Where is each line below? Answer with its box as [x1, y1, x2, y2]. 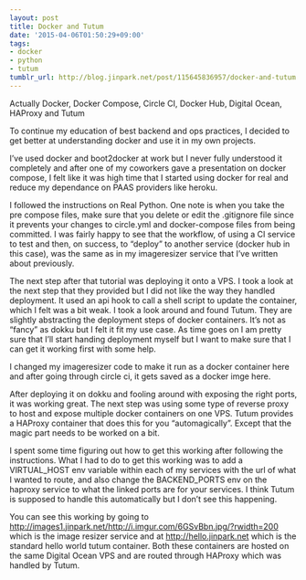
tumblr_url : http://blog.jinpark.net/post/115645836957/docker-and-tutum [9, 73, 297, 82]
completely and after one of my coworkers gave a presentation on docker [9, 162, 286, 174]
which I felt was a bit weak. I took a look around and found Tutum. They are [9, 304, 292, 315]
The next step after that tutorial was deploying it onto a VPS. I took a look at [9, 275, 294, 286]
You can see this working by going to [9, 511, 149, 522]
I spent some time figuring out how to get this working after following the [9, 445, 283, 456]
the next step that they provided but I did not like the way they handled [9, 285, 276, 296]
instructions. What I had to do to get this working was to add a [9, 454, 244, 466]
